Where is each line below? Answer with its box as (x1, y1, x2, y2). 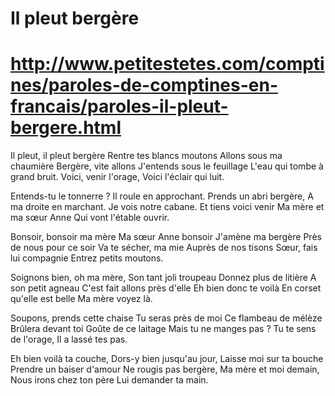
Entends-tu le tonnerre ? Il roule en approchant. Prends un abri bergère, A (10, 190, 314, 202)
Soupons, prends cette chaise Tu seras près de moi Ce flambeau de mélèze (10, 312, 323, 324)
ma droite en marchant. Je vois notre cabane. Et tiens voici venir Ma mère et (10, 201, 325, 213)
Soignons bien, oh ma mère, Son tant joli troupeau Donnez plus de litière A (10, 272, 317, 284)
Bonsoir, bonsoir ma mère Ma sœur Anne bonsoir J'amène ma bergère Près (10, 231, 322, 243)
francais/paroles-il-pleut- (10, 95, 229, 118)
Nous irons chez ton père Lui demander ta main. (10, 374, 209, 386)
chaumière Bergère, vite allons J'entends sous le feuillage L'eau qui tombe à (10, 160, 324, 172)
